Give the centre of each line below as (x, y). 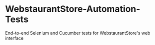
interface (14, 38)
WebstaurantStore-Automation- (73, 9)
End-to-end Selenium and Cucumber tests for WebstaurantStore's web (78, 33)
